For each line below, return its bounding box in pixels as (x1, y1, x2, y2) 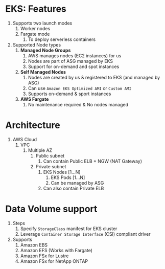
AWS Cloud (12, 136, 37, 142)
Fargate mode (20, 31, 50, 37)
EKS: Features (5, 3, 66, 15)
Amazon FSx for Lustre (20, 253, 69, 259)
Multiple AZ (28, 147, 53, 153)
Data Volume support (5, 203, 98, 215)
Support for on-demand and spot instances (28, 63, 120, 70)
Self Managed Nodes (20, 69, 66, 75)
